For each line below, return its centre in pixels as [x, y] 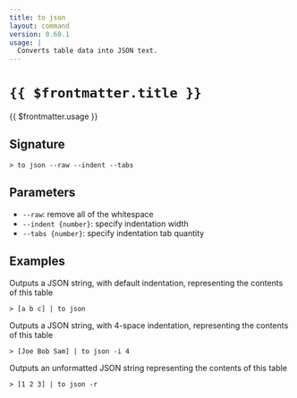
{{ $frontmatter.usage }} [54, 116]
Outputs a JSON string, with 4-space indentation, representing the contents [149, 325]
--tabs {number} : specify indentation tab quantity [113, 233]
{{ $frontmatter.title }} [106, 93]
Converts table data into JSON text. [88, 51]
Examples [37, 262]
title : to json [38, 17]
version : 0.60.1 [39, 34]
